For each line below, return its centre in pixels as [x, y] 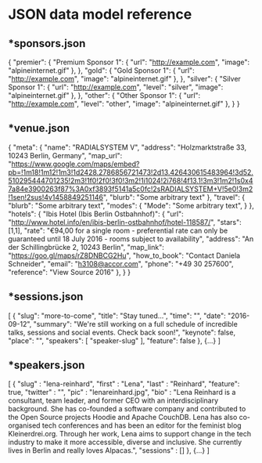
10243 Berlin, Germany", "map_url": [65, 155]
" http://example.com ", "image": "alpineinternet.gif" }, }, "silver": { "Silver [124, 79]
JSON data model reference [100, 14]
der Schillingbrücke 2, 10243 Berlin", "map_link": [86, 247]
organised [24, 425]
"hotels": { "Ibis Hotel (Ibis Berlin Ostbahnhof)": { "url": [96, 214]
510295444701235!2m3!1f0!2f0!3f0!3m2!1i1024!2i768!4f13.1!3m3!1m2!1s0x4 [131, 180]
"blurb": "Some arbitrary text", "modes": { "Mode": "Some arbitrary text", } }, [131, 205]
